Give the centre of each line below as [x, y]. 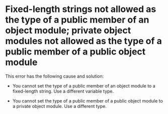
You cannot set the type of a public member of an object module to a [84, 85]
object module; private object [68, 30]
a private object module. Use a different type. [59, 106]
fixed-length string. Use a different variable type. [63, 91]
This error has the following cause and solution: [55, 76]
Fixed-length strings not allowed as [81, 9]
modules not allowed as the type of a [83, 41]
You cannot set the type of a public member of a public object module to [88, 100]
